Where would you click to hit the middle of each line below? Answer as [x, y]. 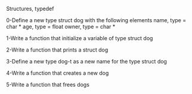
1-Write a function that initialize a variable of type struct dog [80, 38]
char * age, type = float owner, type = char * [61, 27]
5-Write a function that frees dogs [48, 84]
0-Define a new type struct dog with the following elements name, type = [96, 20]
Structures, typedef [30, 9]
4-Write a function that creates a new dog [58, 73]
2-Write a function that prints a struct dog [57, 50]
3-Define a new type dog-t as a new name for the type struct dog [86, 61]
